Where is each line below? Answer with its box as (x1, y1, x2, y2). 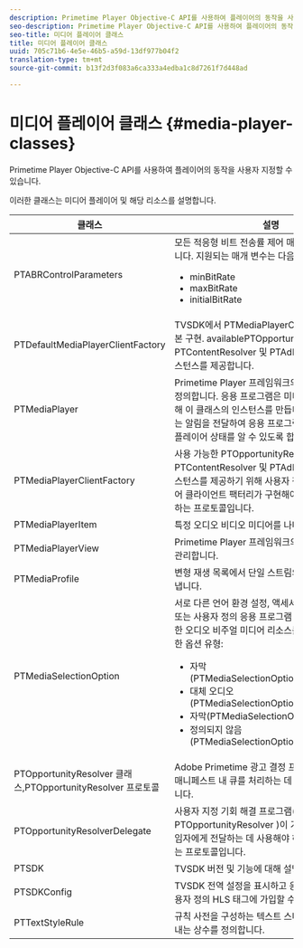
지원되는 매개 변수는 (195, 250, 276, 262)
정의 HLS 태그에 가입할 (193, 893, 286, 905)
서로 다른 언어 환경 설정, (174, 596, 271, 609)
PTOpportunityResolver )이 (174, 818, 289, 830)
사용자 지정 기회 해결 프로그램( (174, 804, 296, 817)
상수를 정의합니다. (193, 924, 265, 936)
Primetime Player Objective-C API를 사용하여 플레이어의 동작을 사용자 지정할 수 (9, 164, 293, 175)
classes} (9, 133, 77, 154)
